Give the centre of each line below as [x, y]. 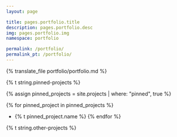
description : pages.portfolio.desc [50, 28]
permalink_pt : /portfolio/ [39, 54]
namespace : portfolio [33, 39]
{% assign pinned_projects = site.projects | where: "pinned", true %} [89, 94]
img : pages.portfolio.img [38, 33]
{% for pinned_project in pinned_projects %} [60, 105]
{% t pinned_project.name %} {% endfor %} [68, 116]
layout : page [22, 11]
